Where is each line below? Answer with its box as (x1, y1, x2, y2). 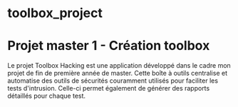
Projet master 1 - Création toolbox (7, 38, 210, 54)
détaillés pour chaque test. (7, 91, 86, 101)
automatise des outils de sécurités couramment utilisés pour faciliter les (7, 76, 219, 85)
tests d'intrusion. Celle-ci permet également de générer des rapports (7, 84, 210, 93)
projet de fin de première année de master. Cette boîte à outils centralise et (7, 69, 228, 78)
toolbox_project (7, 5, 103, 21)
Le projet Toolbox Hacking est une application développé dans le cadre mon (7, 61, 232, 70)
